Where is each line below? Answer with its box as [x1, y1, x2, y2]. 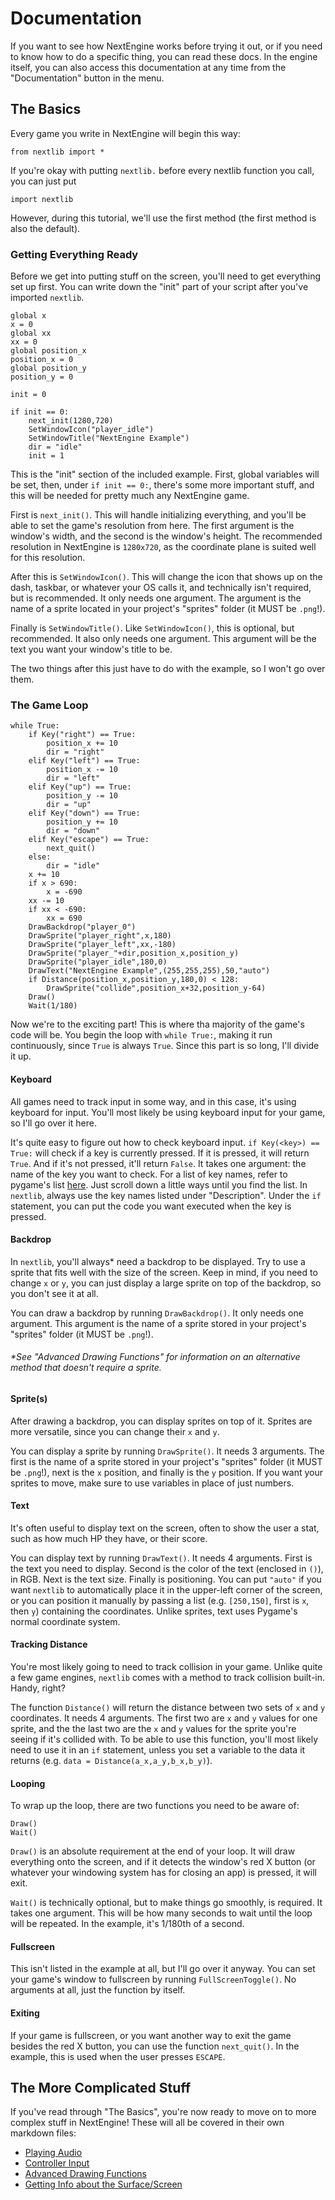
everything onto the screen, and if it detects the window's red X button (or [10, 1856, 316, 1868]
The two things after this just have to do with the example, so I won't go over [10, 663, 326, 675]
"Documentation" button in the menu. [10, 72, 165, 84]
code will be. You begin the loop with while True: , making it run [10, 1029, 273, 1041]
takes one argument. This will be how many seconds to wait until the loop [10, 1907, 313, 1919]
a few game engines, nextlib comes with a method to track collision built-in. [10, 1671, 326, 1683]
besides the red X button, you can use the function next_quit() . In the [10, 2040, 300, 2052]
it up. [10, 1050, 32, 1062]
